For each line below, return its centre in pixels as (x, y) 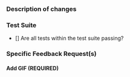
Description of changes (41, 9)
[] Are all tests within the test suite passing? (69, 38)
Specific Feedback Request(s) (51, 54)
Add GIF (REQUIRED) (33, 68)
